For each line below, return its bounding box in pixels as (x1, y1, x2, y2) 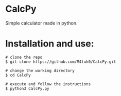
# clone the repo (5, 55, 43, 60)
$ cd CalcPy (5, 73, 31, 78)
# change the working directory (5, 68, 75, 73)
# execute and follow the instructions (5, 81, 91, 87)
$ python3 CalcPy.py (5, 86, 50, 91)
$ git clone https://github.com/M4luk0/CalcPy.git (5, 59, 116, 64)
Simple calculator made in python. (5, 20, 78, 26)
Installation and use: (5, 38, 94, 50)
